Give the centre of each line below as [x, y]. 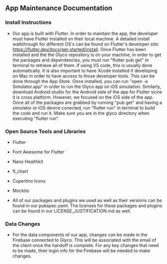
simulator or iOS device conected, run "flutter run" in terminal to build [84, 107]
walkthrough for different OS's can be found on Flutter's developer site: [86, 44]
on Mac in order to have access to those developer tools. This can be [83, 76]
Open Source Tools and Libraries [46, 131]
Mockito [21, 190]
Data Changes [23, 223]
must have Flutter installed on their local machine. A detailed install [81, 38]
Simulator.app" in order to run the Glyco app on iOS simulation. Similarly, [87, 86]
